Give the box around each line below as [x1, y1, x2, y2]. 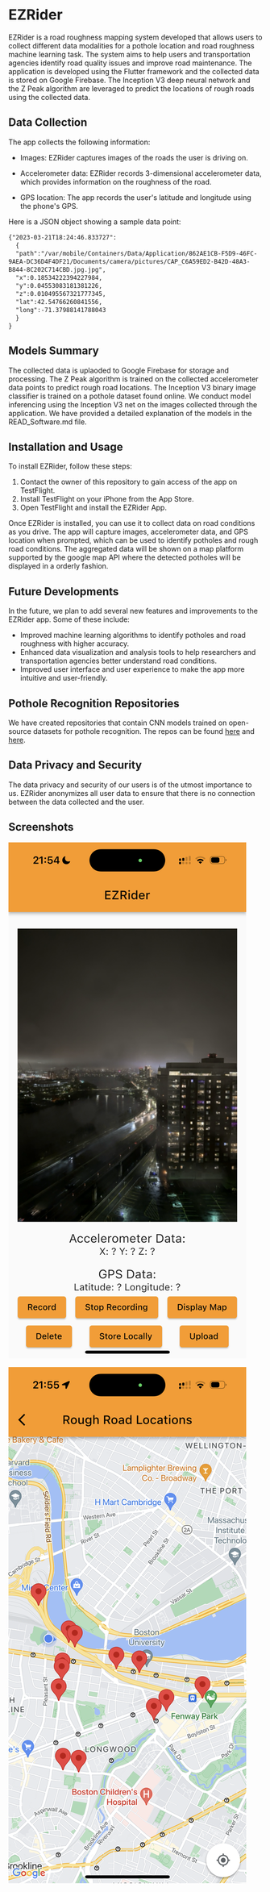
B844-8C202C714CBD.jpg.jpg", [8, 265, 106, 273]
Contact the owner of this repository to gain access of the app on [19, 477, 238, 487]
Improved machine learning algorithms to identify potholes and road [19, 631, 246, 640]
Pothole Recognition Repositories [8, 696, 180, 711]
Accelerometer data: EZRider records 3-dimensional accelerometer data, [19, 168, 262, 178]
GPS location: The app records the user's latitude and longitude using [19, 192, 251, 202]
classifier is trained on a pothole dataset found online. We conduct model [8, 391, 251, 401]
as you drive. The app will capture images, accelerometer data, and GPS [8, 527, 248, 537]
